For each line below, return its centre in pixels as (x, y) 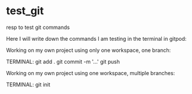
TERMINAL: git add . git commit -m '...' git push (63, 61)
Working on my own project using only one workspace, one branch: (89, 50)
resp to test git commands (38, 27)
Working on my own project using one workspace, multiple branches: (91, 73)
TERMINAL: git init (28, 85)
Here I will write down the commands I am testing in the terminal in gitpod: (97, 38)
